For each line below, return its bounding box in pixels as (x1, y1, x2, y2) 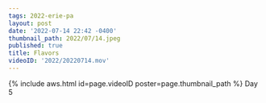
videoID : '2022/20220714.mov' (8, 57, 110, 65)
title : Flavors (8, 49, 60, 57)
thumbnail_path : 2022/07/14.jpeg (8, 34, 121, 43)
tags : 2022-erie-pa (8, 11, 74, 20)
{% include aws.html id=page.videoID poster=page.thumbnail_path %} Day (8, 78, 258, 89)
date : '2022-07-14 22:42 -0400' (8, 27, 117, 35)
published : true (8, 42, 63, 50)
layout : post (8, 19, 52, 27)
